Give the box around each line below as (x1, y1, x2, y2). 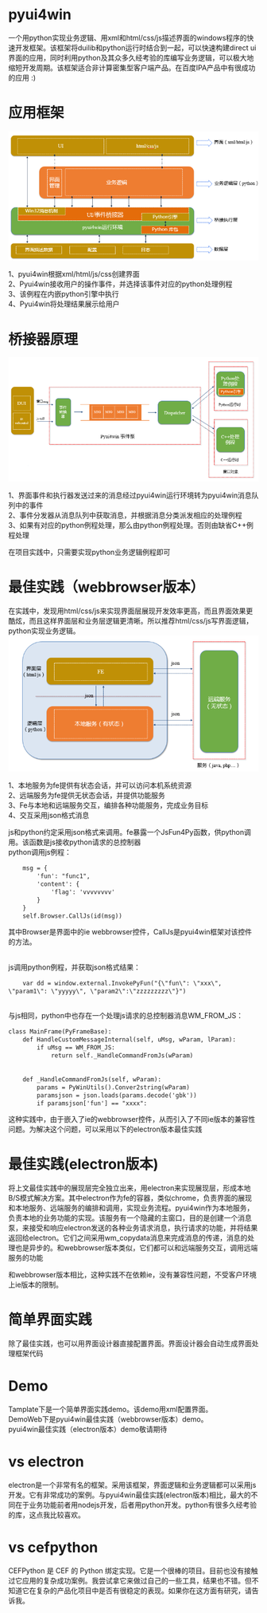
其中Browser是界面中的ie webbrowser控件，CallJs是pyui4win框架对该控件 (8, 927, 253, 937)
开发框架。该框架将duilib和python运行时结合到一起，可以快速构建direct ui (14, 42, 257, 53)
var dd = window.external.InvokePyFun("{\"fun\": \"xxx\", (22, 979, 222, 988)
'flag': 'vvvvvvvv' (50, 888, 115, 896)
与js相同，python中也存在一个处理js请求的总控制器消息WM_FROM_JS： (8, 1011, 244, 1021)
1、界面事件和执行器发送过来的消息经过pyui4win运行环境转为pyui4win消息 (8, 490, 252, 500)
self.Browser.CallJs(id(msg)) (22, 912, 123, 920)
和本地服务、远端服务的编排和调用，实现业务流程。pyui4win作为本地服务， (8, 1203, 254, 1213)
